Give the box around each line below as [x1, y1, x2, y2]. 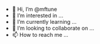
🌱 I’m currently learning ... [12, 18, 77, 25]
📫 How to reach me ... [12, 32, 68, 38]
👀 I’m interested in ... [12, 12, 64, 19]
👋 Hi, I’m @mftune [12, 6, 58, 12]
